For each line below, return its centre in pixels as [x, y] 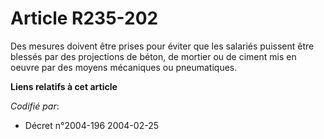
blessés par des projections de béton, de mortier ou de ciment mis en [153, 56]
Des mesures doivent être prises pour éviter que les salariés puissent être [162, 46]
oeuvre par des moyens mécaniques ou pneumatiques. [124, 67]
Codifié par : [35, 106]
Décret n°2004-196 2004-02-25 [91, 125]
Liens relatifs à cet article [64, 86]
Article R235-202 [84, 18]
